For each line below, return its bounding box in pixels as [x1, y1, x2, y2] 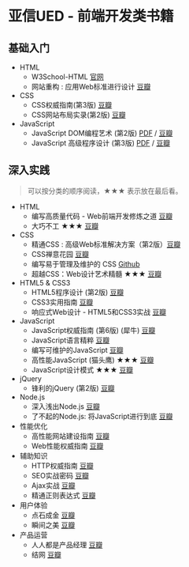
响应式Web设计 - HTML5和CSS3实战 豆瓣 [31, 307, 167, 316]
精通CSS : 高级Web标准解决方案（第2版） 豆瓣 [31, 239, 181, 249]
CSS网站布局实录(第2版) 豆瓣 [31, 110, 126, 119]
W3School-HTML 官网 [31, 72, 104, 81]
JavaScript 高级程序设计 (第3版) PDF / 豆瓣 [31, 138, 171, 147]
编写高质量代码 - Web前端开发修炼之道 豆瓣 [31, 211, 173, 221]
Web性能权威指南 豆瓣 [31, 440, 104, 451]
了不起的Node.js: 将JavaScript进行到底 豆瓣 [31, 411, 173, 421]
